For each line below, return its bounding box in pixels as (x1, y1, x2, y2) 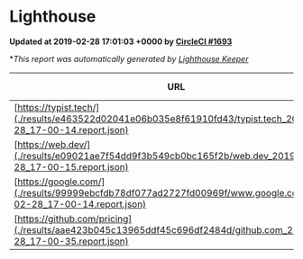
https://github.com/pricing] (17, 212, 133, 225)
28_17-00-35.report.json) (14, 235, 129, 247)
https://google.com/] (17, 175, 106, 188)
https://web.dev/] (17, 138, 91, 150)
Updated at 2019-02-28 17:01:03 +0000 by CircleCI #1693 (9, 36, 233, 47)
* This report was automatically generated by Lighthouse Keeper (9, 53, 249, 64)
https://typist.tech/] (17, 101, 100, 113)
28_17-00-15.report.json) (14, 160, 129, 173)
